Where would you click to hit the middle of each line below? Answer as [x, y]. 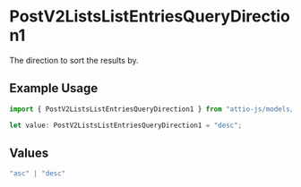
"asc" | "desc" [38, 174]
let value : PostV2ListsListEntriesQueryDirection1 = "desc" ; [126, 125]
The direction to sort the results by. [74, 60]
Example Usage [54, 88]
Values [29, 153]
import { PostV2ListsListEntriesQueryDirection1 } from [116, 109]
